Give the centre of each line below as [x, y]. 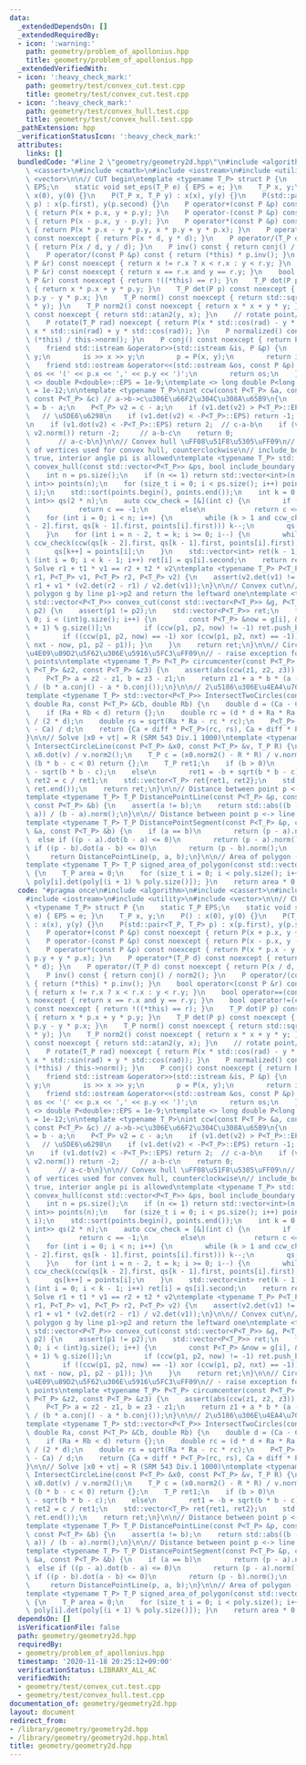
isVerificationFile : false [69, 1627]
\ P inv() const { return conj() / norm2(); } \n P [136, 975]
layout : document [42, 1712]
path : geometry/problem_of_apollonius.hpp [107, 52]
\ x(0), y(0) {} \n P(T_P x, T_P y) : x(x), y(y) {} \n [136, 196]
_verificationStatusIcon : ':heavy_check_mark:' [110, 137]
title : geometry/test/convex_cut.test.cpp [107, 94]
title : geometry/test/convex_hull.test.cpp [110, 119]
